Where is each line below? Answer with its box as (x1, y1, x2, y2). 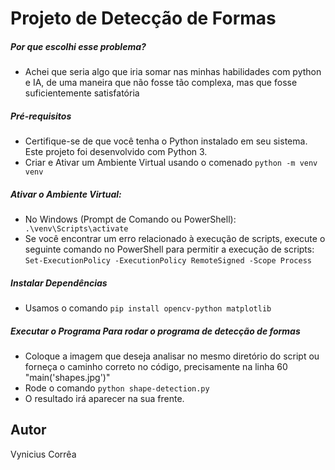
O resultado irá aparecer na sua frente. (24, 393, 185, 405)
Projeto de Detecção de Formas (10, 7, 277, 30)
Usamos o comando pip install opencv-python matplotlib (24, 302, 272, 314)
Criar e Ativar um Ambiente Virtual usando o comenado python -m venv (24, 157, 318, 169)
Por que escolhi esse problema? (10, 40, 147, 52)
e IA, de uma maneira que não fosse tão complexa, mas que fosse (24, 77, 298, 89)
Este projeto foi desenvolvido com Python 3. (24, 146, 208, 158)
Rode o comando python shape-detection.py (24, 382, 210, 394)
